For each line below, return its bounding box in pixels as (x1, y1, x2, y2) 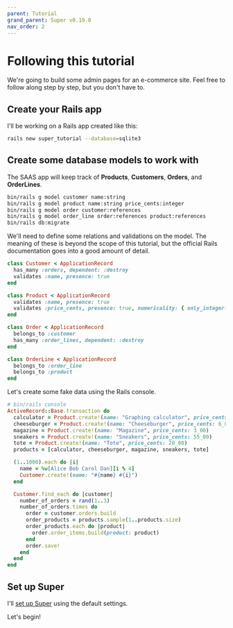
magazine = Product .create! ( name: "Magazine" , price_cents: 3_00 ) (13, 427, 209, 434)
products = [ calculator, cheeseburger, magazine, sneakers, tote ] (13, 446, 209, 453)
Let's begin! (7, 613, 42, 621)
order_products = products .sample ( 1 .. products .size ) (25, 516, 182, 524)
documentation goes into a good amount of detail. (7, 247, 150, 255)
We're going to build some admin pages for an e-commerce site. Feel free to (7, 76, 225, 84)
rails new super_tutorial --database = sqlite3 (7, 135, 141, 142)
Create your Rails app (7, 103, 102, 115)
